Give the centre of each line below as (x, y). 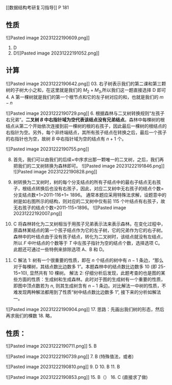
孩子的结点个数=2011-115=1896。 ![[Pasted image (74, 208)
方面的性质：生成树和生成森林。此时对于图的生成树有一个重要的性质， (91, 279)
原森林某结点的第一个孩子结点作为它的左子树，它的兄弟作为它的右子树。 (89, 230)
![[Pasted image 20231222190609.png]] (48, 38)
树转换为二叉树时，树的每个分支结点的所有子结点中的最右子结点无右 (85, 182)
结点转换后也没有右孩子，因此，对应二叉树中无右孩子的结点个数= (95, 189)
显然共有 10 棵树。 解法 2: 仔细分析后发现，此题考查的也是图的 (95, 273)
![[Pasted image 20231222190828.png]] (55, 172)
